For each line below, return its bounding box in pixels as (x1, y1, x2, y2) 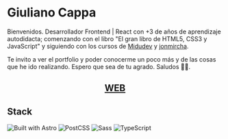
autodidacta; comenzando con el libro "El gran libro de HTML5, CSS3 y (7, 34, 207, 42)
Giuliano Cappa (7, 5, 97, 21)
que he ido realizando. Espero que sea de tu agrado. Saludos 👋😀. (7, 62, 190, 71)
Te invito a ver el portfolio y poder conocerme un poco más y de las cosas (7, 55, 216, 63)
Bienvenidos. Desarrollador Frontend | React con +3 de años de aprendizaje (7, 27, 221, 36)
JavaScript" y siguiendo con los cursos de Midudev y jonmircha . (7, 42, 189, 50)
